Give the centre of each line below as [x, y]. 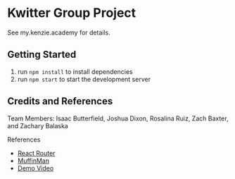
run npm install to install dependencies [75, 71]
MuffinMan [33, 161]
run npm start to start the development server [84, 79]
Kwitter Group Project [72, 13]
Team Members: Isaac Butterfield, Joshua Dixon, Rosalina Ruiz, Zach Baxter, [118, 118]
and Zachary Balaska [38, 125]
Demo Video [36, 168]
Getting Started [42, 55]
